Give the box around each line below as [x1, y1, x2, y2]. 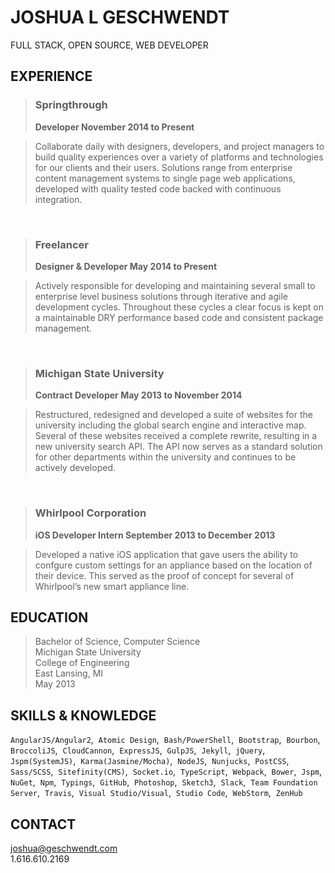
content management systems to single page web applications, [34, 172, 296, 184]
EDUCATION [10, 609, 89, 626]
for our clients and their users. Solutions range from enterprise [34, 161, 293, 173]
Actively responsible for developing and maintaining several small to [34, 279, 316, 291]
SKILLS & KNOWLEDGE [10, 707, 157, 724]
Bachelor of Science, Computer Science [34, 636, 201, 648]
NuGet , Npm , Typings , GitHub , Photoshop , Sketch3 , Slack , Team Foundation [10, 776, 318, 788]
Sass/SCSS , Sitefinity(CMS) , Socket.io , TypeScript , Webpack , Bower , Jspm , [10, 766, 322, 778]
